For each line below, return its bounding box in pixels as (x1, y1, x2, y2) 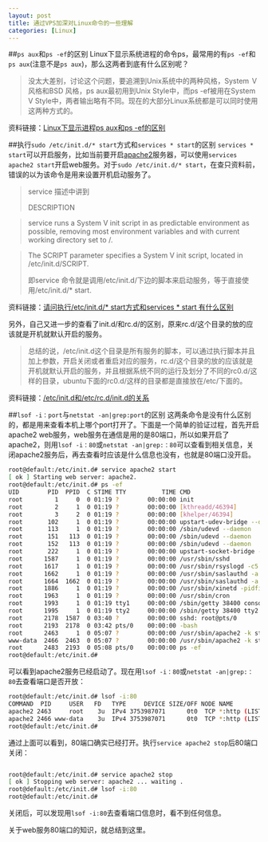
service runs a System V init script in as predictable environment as (27, 218, 250, 228)
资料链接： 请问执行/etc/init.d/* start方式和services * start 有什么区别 (8, 302, 234, 312)
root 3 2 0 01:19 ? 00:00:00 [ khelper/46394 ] (8, 510, 234, 518)
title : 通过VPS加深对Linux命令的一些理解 (8, 19, 134, 27)
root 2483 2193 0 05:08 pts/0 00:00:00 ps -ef (8, 643, 202, 652)
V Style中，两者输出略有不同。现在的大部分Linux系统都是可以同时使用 (27, 96, 258, 106)
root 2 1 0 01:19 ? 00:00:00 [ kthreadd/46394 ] (8, 503, 238, 511)
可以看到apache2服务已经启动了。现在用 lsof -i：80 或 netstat (8, 667, 212, 676)
